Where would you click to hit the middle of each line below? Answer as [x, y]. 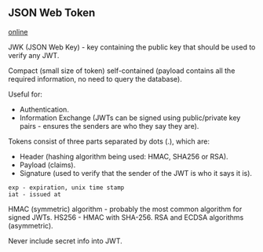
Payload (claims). [47, 165]
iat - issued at [35, 194]
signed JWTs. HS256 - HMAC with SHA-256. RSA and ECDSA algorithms [126, 217]
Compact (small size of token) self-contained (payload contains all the [122, 71]
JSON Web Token [52, 13]
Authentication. [44, 109]
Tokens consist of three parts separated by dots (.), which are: [109, 141]
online [18, 31]
